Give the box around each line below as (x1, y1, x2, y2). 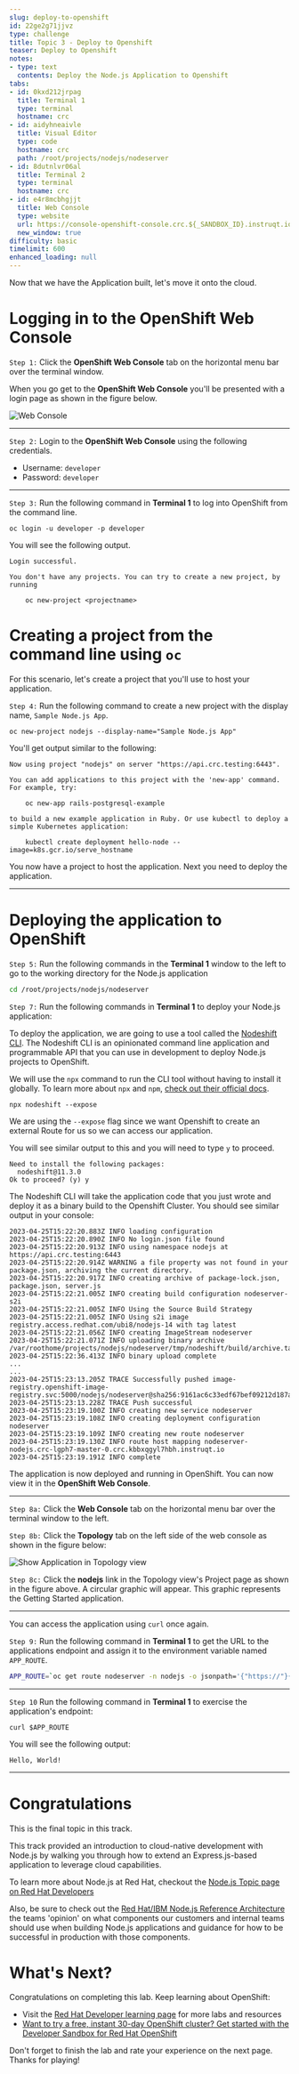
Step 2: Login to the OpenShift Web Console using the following (9, 435, 247, 446)
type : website (17, 211, 69, 221)
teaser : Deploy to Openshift (9, 46, 117, 55)
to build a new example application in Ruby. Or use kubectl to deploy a (9, 814, 289, 823)
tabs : (9, 79, 29, 88)
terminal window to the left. (9, 1513, 109, 1523)
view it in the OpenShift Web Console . (9, 1478, 151, 1489)
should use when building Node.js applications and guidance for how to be (9, 1922, 284, 1933)
